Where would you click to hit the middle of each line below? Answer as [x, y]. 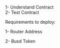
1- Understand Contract [29, 7]
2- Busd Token [20, 41]
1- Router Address [24, 31]
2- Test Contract [22, 12]
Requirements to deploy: [30, 22]
